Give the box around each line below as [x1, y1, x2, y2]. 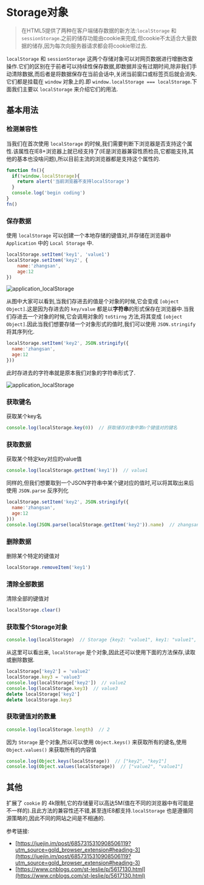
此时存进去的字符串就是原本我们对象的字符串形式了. [6, 369, 136, 376]
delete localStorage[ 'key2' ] [6, 691, 80, 697]
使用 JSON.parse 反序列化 [6, 487, 69, 494]
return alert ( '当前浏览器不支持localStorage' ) [17, 178, 130, 185]
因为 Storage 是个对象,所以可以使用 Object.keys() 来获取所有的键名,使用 [6, 738, 187, 746]
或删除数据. [6, 656, 35, 664]
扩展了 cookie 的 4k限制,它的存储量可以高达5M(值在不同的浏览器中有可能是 [6, 799, 194, 807]
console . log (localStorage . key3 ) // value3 [6, 685, 118, 691]
